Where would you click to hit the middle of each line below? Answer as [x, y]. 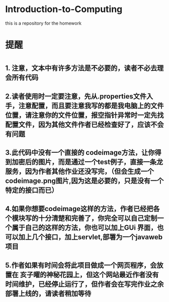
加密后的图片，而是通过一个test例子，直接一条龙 [88, 162]
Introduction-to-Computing [64, 9]
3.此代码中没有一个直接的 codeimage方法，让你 [80, 153]
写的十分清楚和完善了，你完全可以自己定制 [91, 218]
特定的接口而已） [32, 190]
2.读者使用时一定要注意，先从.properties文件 [76, 96]
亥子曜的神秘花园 [46, 275]
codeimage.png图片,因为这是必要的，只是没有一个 [84, 181]
